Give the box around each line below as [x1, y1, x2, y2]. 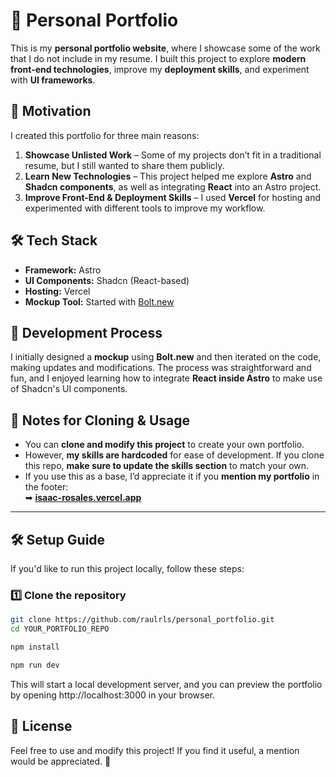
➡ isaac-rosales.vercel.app [24, 492, 142, 504]
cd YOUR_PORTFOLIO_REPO [10, 624, 110, 634]
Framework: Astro [24, 264, 102, 276]
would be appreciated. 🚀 [10, 755, 112, 767]
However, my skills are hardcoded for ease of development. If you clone [24, 449, 325, 461]
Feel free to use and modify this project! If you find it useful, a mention [10, 744, 300, 756]
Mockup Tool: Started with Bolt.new [24, 295, 175, 308]
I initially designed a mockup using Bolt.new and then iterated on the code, [10, 351, 322, 363]
